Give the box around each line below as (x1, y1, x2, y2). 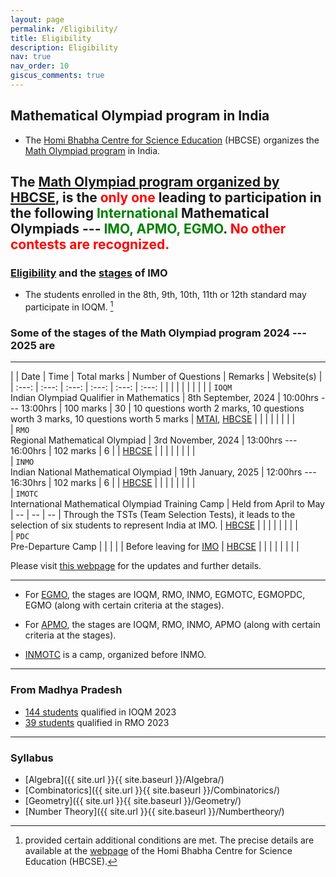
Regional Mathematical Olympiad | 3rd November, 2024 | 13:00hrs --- (10, 434, 298, 446)
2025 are (10, 338, 56, 352)
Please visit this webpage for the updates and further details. (10, 560, 262, 572)
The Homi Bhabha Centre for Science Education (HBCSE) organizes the (24, 134, 320, 146)
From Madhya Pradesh (10, 683, 123, 697)
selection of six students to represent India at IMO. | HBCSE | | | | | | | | (10, 519, 298, 531)
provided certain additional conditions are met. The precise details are (24, 834, 315, 846)
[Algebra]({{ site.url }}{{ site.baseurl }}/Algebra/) (24, 773, 225, 785)
